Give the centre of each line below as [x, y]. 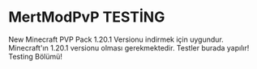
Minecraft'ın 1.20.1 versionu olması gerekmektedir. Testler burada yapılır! [129, 47]
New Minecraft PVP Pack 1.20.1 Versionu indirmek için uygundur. [116, 39]
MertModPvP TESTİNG [87, 17]
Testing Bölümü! [36, 56]
